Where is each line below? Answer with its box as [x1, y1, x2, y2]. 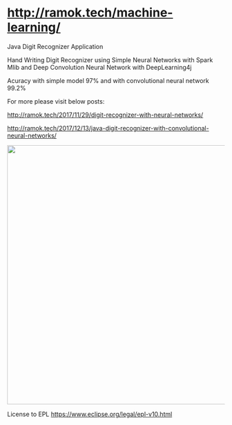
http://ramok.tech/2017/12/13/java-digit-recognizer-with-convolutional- [7, 124, 209, 132]
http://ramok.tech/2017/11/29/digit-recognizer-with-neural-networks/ [7, 111, 204, 119]
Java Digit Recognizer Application [7, 42, 104, 50]
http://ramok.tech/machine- [7, 5, 173, 21]
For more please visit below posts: [7, 97, 105, 105]
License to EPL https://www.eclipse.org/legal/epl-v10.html [7, 410, 173, 418]
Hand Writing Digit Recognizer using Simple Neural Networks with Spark [7, 55, 213, 64]
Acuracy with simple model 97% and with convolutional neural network [7, 76, 209, 84]
